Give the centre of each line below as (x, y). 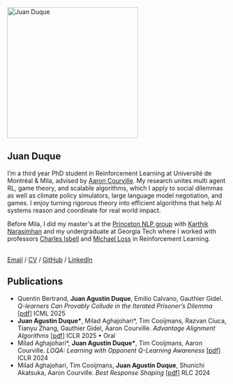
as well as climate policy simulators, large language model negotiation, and (115, 195)
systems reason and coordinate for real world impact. (84, 210)
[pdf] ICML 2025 (41, 313)
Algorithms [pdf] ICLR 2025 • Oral (66, 335)
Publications (35, 282)
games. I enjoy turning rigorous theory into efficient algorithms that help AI (114, 202)
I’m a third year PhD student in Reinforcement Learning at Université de (110, 173)
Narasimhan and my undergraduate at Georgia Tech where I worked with (112, 231)
